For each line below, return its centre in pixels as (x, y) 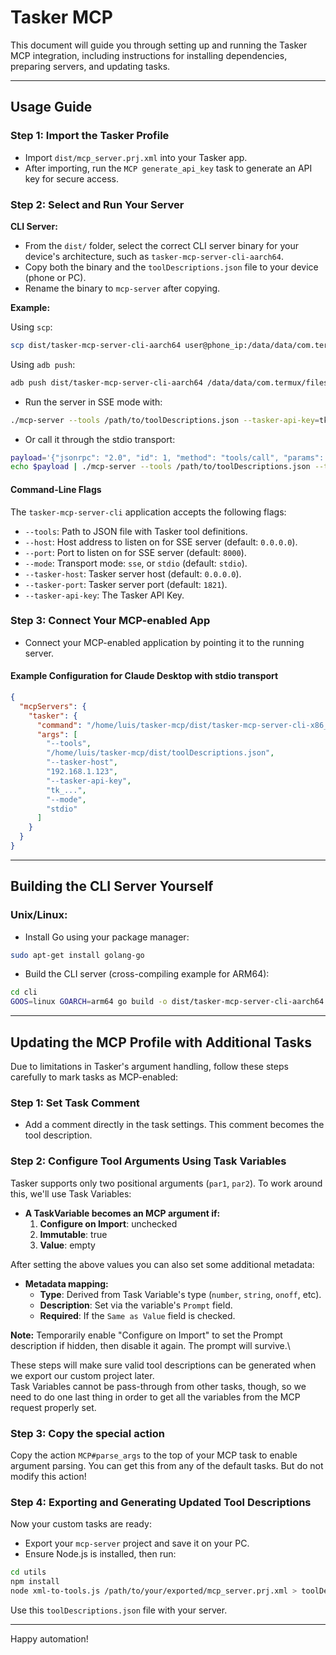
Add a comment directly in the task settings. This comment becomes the (174, 1125)
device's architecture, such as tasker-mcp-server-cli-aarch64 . (154, 256)
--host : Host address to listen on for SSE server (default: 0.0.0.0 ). (161, 542)
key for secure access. (72, 178)
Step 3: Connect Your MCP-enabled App (110, 621)
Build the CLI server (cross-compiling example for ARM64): (147, 974)
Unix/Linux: (39, 915)
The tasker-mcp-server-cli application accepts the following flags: (148, 512)
